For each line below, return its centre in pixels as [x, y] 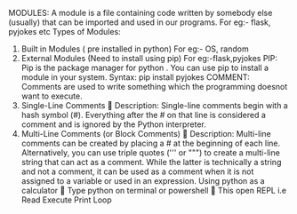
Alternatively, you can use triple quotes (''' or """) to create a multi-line [151, 153]
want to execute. [52, 96]
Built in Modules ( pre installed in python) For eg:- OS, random [135, 49]
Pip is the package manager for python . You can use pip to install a [144, 67]
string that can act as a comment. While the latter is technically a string [151, 162]
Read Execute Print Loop [66, 200]
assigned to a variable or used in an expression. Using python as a [143, 181]
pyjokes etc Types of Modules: [64, 32]
